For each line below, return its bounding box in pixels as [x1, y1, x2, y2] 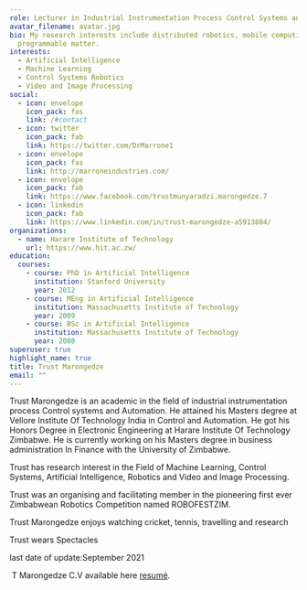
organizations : [9, 226, 68, 235]
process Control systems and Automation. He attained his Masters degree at [9, 405, 298, 416]
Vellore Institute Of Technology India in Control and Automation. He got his [9, 415, 291, 426]
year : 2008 [33, 337, 76, 346]
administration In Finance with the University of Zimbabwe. [9, 445, 231, 456]
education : [9, 252, 51, 261]
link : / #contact [26, 115, 89, 124]
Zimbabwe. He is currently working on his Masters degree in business [9, 434, 272, 445]
